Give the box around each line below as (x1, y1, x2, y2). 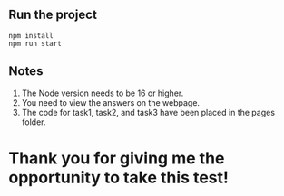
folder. (21, 117, 46, 127)
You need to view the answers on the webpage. (21, 97, 201, 107)
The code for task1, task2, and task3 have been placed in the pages (21, 107, 276, 117)
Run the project (8, 7, 97, 23)
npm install (8, 31, 54, 40)
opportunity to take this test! (8, 167, 229, 188)
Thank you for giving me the (8, 148, 225, 168)
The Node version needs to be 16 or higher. (21, 88, 184, 98)
